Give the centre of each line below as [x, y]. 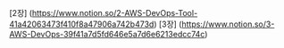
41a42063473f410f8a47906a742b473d [82, 24]
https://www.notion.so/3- [228, 24]
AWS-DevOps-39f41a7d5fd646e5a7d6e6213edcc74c [107, 34]
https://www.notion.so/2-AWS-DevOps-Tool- [115, 13]
